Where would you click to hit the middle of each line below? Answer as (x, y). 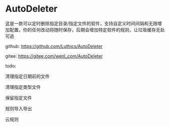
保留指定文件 (18, 98)
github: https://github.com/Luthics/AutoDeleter (54, 46)
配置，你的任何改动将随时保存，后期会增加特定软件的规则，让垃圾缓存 (82, 30)
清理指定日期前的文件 (27, 76)
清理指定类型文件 (23, 87)
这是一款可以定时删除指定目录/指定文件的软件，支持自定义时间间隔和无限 (81, 23)
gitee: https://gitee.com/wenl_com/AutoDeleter (54, 56)
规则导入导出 (18, 108)
